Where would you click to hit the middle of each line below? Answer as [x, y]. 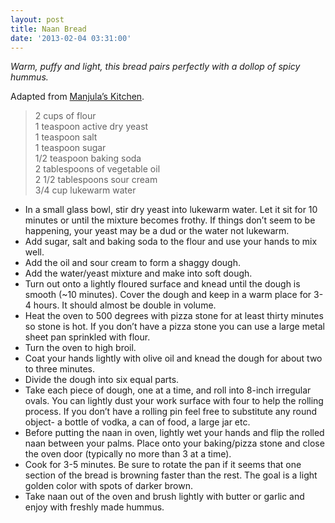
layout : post [37, 19]
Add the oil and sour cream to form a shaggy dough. [132, 263]
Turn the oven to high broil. [80, 348]
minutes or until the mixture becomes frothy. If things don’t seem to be [170, 220]
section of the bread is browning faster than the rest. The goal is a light [171, 475]
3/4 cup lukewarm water [85, 190]
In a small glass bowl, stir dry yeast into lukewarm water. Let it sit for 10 [171, 210]
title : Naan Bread [48, 29]
